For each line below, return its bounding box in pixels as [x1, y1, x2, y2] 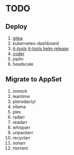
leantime [12, 93, 30, 99]
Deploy [5, 22, 28, 31]
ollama [12, 103, 26, 110]
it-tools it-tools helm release [12, 46, 69, 51]
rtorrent [12, 145, 28, 151]
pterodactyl [12, 98, 36, 104]
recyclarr [12, 135, 31, 140]
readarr [12, 119, 28, 125]
